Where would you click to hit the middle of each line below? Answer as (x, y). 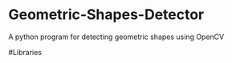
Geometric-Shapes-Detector (106, 15)
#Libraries (25, 52)
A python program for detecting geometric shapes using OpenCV (116, 37)
